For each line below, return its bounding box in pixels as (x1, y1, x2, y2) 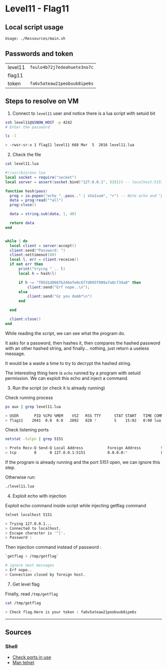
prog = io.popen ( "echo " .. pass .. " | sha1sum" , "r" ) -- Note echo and (9, 193, 157, 198)
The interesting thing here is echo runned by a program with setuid (5, 370, 141, 376)
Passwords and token (5, 49, 74, 58)
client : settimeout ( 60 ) (9, 253, 57, 258)
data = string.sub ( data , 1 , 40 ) (9, 212, 77, 217)
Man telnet (12, 660, 35, 666)
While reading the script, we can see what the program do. (5, 330, 126, 336)
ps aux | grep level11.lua (5, 404, 61, 409)
